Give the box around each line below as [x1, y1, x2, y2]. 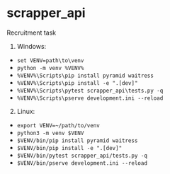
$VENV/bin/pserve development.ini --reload [16, 159, 148, 167]
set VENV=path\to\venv [16, 57, 84, 64]
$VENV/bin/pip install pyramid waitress [16, 137, 138, 144]
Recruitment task [6, 28, 57, 37]
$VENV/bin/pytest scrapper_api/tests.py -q [16, 152, 148, 159]
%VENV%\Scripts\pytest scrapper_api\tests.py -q [16, 87, 164, 94]
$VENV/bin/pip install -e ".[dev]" [16, 144, 123, 151]
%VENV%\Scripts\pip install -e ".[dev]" [16, 79, 138, 86]
